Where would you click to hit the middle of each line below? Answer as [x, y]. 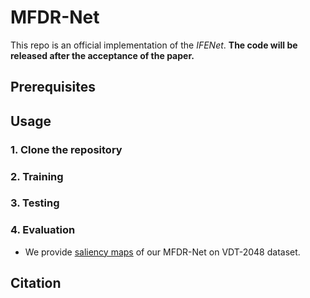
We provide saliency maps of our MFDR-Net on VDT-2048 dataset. [162, 252]
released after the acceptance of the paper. [102, 55]
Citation [36, 283]
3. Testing [35, 203]
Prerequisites [53, 87]
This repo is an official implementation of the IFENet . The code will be [154, 45]
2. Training [37, 176]
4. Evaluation [43, 230]
